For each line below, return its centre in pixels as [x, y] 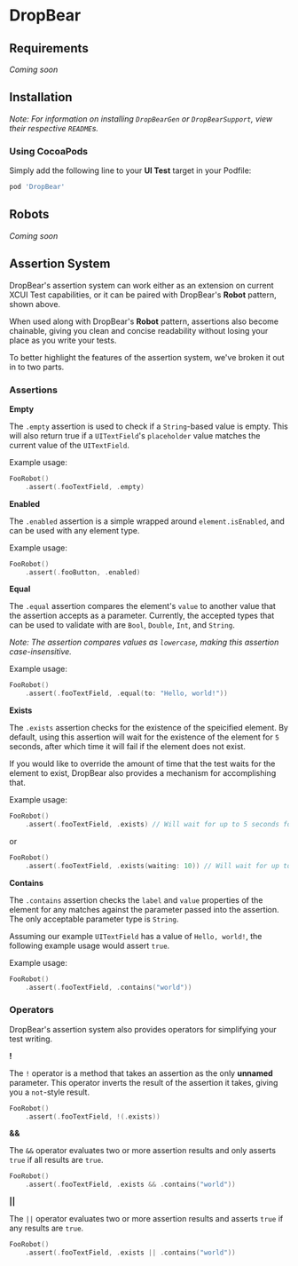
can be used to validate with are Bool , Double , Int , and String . [122, 625]
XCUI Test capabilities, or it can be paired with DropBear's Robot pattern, [143, 295]
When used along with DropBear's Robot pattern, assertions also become [144, 321]
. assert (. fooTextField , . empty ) [85, 487]
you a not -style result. [50, 1092]
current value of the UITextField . [70, 445]
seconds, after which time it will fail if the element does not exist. [128, 747]
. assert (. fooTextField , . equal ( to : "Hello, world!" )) [126, 693]
